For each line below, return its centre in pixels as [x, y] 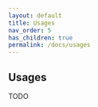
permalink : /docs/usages [49, 45]
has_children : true [41, 38]
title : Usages [32, 23]
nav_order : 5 [30, 30]
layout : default [35, 15]
